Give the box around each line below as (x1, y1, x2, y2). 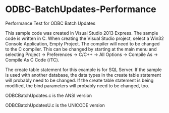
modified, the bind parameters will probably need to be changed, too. (5, 82, 150, 89)
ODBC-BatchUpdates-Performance (5, 4, 156, 15)
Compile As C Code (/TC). (5, 56, 60, 63)
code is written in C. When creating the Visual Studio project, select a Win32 (5, 35, 164, 41)
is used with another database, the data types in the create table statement (5, 72, 161, 78)
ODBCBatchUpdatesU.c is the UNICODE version (5, 102, 105, 108)
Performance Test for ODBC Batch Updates (5, 20, 96, 26)
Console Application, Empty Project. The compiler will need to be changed (5, 40, 160, 46)
